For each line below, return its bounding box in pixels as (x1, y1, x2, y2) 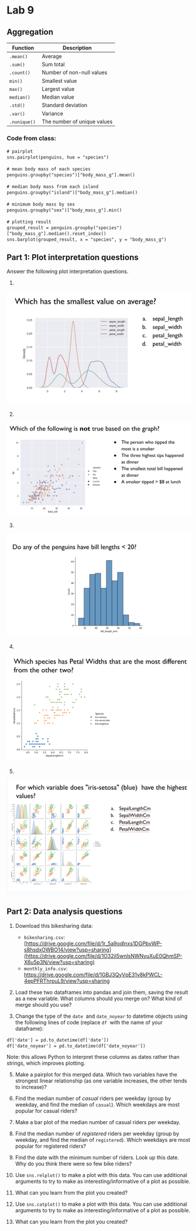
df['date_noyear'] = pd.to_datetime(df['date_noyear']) (6, 1043, 146, 1049)
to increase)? (15, 1083, 47, 1090)
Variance (42, 110, 64, 117)
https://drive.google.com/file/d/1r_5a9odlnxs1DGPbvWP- (26, 940, 163, 947)
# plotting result (6, 218, 51, 225)
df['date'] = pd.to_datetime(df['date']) (6, 1037, 109, 1043)
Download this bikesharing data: (15, 922, 93, 929)
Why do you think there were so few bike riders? (15, 1160, 132, 1167)
